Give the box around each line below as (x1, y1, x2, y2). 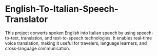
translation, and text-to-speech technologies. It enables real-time (21, 35, 152, 41)
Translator (5, 14, 48, 25)
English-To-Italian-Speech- (5, 3, 118, 15)
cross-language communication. (5, 45, 71, 51)
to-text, (5, 35, 20, 41)
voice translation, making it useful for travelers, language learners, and (5, 40, 147, 46)
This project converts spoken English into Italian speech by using (5, 30, 136, 36)
